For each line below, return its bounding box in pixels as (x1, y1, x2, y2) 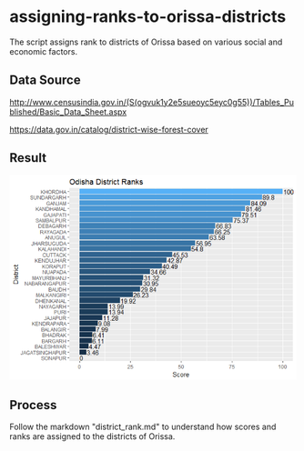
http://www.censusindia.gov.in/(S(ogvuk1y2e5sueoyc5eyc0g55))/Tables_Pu (9, 96, 294, 107)
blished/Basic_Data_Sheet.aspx (9, 106, 127, 117)
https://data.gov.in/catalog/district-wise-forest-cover (9, 124, 209, 135)
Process (9, 397, 57, 413)
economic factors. (9, 45, 78, 56)
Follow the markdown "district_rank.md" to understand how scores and (9, 421, 277, 433)
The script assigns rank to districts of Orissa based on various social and (9, 36, 283, 47)
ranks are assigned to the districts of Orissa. (9, 431, 176, 442)
